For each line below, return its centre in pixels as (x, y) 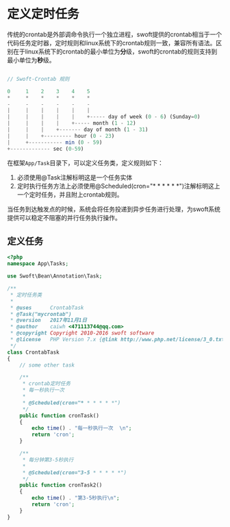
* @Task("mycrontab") (41, 314)
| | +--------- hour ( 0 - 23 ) (61, 136)
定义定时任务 (43, 14)
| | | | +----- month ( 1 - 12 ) (72, 123)
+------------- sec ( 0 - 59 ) (46, 149)
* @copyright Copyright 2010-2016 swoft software (82, 333)
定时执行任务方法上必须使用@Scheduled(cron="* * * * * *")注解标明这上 (118, 186)
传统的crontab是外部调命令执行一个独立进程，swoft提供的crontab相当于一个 (115, 34)
